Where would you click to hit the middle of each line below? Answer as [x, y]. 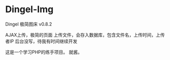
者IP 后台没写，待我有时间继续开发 [41, 41]
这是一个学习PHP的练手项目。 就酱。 [44, 52]
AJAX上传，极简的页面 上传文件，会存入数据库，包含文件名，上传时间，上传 [85, 35]
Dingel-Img [29, 9]
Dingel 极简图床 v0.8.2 [29, 24]
